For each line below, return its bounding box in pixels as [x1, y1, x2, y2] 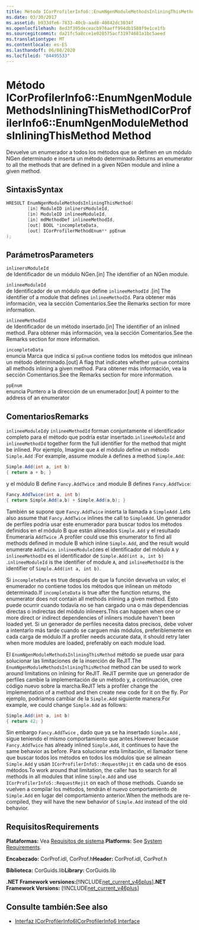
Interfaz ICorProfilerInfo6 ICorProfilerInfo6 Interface [14, 918, 140, 925]
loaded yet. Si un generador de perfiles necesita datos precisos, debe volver [6, 620, 193, 627]
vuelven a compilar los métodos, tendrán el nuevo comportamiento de [6, 786, 178, 793]
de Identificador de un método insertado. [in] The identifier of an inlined [6, 323, 180, 330]
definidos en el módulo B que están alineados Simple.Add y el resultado [6, 526, 180, 534]
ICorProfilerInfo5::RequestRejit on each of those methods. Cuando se [6, 779, 184, 786]
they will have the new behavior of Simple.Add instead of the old [31, 798, 188, 805]
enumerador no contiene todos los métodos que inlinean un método [6, 582, 172, 589]
